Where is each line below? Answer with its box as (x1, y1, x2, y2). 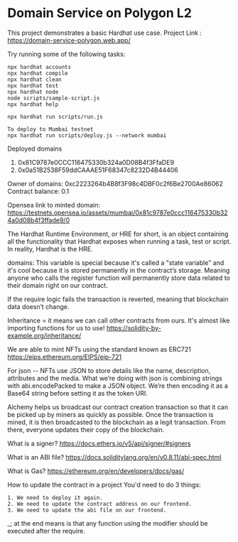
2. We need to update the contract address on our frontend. (7, 500, 193, 507)
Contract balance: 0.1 (7, 187, 70, 195)
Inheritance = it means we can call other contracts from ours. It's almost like (7, 316, 230, 325)
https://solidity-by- (106, 323, 161, 332)
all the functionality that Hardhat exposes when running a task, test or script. (7, 237, 232, 246)
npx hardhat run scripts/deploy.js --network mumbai (7, 131, 167, 139)
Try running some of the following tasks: (7, 50, 126, 58)
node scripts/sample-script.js (7, 94, 100, 102)
